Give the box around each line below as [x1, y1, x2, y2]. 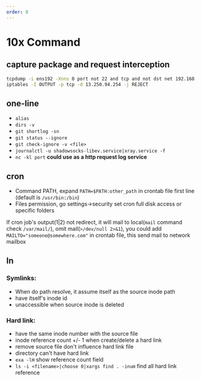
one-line [6, 98, 40, 109]
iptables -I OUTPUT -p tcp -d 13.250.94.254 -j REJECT [6, 81, 149, 87]
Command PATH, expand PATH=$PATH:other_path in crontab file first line [15, 187, 195, 194]
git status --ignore [15, 135, 68, 141]
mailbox [6, 238, 26, 245]
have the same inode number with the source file [15, 330, 138, 337]
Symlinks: [6, 274, 37, 283]
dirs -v [15, 122, 35, 128]
